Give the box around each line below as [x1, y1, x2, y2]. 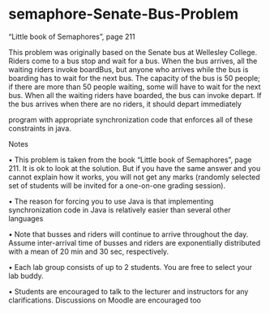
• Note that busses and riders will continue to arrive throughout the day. [8, 229, 249, 239]
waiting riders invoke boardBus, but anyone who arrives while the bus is [8, 64, 249, 74]
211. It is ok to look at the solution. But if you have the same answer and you [8, 163, 261, 173]
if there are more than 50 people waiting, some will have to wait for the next [8, 82, 261, 92]
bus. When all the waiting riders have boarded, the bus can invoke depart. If [8, 90, 262, 100]
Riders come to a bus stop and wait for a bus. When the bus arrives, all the [8, 56, 258, 66]
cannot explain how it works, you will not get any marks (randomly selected [8, 172, 261, 182]
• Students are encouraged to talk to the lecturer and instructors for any [8, 286, 249, 296]
